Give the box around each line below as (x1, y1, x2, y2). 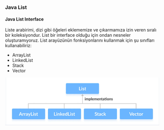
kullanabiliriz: (5, 43, 32, 49)
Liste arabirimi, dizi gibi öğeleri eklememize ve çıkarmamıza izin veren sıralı (5, 27, 157, 33)
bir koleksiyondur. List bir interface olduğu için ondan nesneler (5, 32, 131, 38)
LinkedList (12, 57, 33, 63)
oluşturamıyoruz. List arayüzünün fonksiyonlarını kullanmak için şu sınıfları (5, 37, 155, 43)
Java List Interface (5, 16, 44, 22)
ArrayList (12, 52, 31, 58)
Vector (12, 68, 26, 74)
